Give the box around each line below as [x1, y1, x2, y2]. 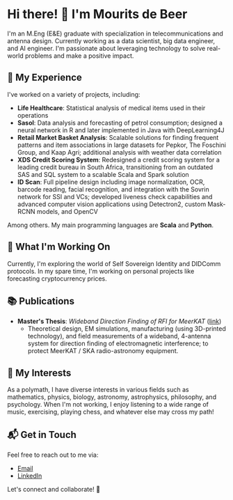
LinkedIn [17, 471, 42, 480]
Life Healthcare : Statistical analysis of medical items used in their [17, 104, 206, 112]
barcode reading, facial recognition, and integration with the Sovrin [17, 185, 210, 194]
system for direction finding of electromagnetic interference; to [27, 339, 209, 347]
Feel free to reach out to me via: [7, 451, 99, 459]
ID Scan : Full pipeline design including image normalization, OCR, [17, 178, 205, 186]
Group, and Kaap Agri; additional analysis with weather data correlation [17, 148, 222, 156]
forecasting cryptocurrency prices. [7, 274, 108, 283]
